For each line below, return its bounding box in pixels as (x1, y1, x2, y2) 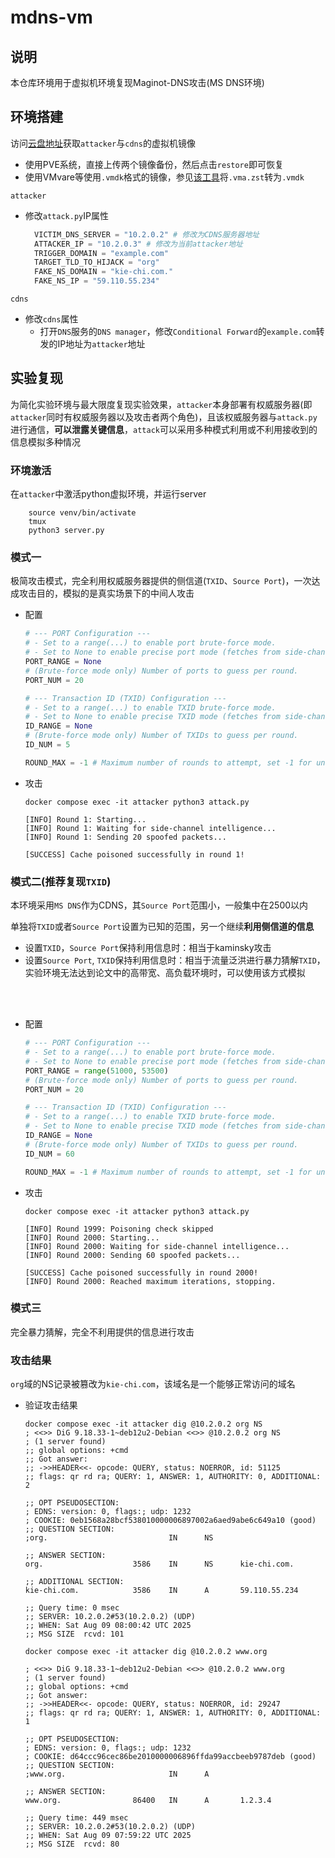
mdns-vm (10, 6, 93, 29)
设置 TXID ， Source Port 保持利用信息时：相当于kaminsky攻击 (24, 942, 272, 954)
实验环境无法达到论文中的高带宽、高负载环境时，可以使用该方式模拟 (24, 967, 306, 979)
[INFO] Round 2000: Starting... (24, 1232, 160, 1243)
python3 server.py (28, 526, 105, 536)
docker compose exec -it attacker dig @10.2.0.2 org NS (24, 1419, 263, 1430)
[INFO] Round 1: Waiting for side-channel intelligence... (24, 823, 277, 833)
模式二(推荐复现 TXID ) (10, 874, 112, 888)
